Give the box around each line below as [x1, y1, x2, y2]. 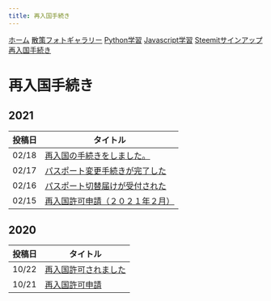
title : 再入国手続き [8, 11, 70, 20]
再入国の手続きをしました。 [44, 150, 151, 161]
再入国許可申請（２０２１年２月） [44, 195, 176, 207]
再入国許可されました [44, 264, 127, 275]
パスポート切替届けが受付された [44, 180, 167, 191]
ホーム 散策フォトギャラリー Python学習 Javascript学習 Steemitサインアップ [8, 35, 263, 44]
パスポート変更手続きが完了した [44, 165, 167, 176]
